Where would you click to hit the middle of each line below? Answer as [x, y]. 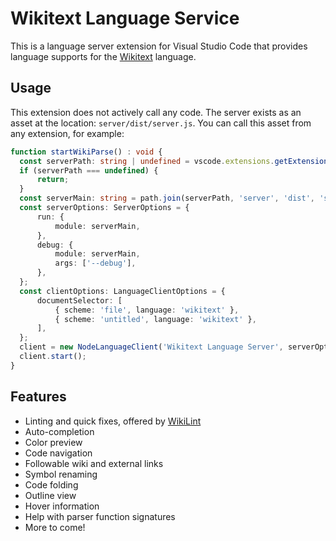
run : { [50, 217]
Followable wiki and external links [94, 463]
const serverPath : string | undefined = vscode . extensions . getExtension [174, 161]
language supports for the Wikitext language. [103, 56]
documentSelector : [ [79, 300]
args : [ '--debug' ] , [95, 263]
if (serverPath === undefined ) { [89, 170]
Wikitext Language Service [125, 18]
